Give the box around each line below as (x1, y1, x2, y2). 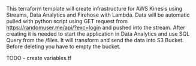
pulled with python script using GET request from (6, 18, 128, 24)
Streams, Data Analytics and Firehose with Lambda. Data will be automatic (6, 11, 190, 18)
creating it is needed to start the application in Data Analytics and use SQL (6, 30, 190, 37)
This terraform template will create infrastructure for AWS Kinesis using (6, 5, 183, 12)
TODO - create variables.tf (6, 55, 72, 61)
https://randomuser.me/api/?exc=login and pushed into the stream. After (6, 24, 186, 31)
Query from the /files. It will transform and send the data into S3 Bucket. (6, 37, 184, 43)
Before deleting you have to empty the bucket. (6, 43, 121, 50)
